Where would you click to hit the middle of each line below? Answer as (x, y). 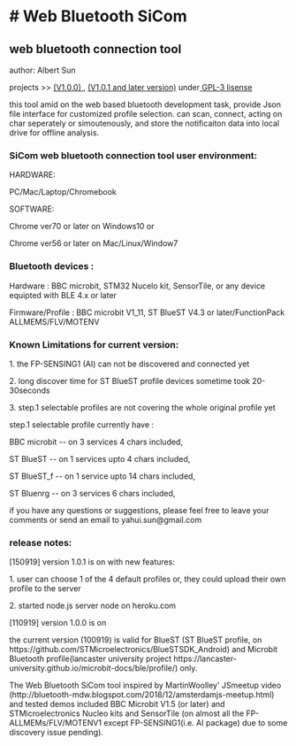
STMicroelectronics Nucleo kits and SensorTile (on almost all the (127, 713)
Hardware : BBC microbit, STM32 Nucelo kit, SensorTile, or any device (137, 286)
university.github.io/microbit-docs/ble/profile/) (94, 668)
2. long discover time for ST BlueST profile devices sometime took (129, 381)
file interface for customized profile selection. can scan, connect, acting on (146, 114)
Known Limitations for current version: (94, 344)
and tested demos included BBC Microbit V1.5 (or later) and (117, 704)
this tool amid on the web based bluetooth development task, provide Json (145, 104)
